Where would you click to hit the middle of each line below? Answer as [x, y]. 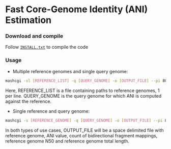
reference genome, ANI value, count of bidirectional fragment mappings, [81, 135]
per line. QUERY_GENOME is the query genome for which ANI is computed [83, 96]
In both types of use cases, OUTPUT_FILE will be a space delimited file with [84, 130]
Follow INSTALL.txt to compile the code [47, 47]
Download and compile [34, 36]
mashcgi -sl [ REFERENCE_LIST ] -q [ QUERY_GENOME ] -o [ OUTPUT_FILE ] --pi [83, 81]
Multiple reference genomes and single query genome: [70, 71]
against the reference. [28, 101]
